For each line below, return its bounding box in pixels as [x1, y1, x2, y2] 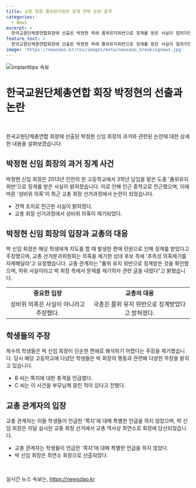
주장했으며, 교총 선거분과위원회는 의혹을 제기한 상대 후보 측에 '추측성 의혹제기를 [6, 252, 187, 260]
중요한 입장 [33, 289, 62, 298]
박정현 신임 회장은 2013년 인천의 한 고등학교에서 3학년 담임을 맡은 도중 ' [6, 175, 170, 182]
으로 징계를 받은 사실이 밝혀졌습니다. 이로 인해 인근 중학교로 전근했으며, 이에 [16, 183, 190, 190]
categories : [6, 14, 35, 20]
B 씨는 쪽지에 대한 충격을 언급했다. [14, 374, 93, 381]
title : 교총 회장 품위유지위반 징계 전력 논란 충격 [6, 8, 112, 15]
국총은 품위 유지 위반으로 [93, 300, 157, 308]
